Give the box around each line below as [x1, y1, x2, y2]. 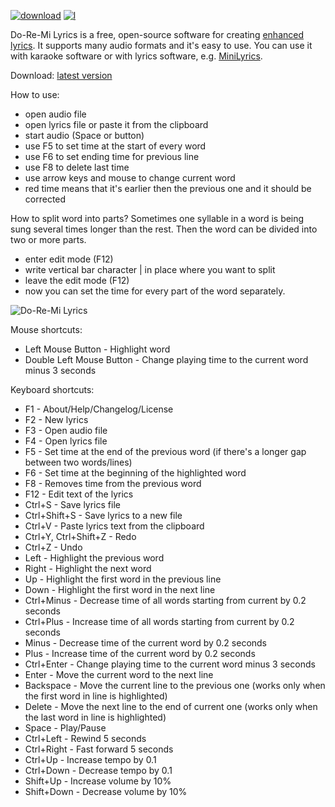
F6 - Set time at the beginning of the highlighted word [24, 467, 247, 479]
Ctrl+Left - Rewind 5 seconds [24, 733, 147, 744]
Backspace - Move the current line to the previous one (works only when [24, 680, 326, 691]
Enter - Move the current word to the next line [24, 669, 214, 680]
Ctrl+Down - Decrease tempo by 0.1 [24, 765, 173, 776]
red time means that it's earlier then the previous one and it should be [24, 183, 312, 194]
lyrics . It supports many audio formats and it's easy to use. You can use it [10, 40, 313, 51]
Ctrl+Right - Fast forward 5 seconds [24, 743, 174, 755]
